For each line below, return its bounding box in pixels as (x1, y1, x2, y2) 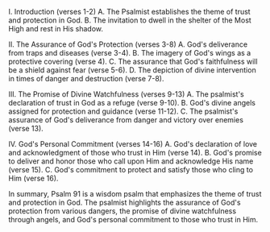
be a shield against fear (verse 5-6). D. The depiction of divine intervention (8, 65, 256, 75)
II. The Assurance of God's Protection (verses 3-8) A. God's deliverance (8, 39, 248, 49)
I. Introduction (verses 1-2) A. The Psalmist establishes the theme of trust (8, 7, 251, 16)
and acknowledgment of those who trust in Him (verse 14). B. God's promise (8, 148, 262, 157)
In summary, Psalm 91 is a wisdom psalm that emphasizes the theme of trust (8, 189, 262, 198)
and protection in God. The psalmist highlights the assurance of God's (8, 197, 241, 207)
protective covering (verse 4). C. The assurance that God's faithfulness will (8, 56, 258, 66)
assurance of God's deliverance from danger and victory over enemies (8, 115, 244, 124)
